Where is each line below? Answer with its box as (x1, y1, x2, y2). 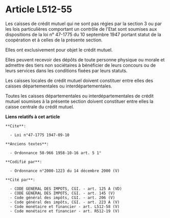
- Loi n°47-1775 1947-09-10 (10, 132, 70, 138)
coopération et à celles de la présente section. (5, 37, 103, 43)
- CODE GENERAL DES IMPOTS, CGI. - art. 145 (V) (10, 190, 115, 195)
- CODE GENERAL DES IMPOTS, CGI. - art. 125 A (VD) (10, 186, 123, 191)
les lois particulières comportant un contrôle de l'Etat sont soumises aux (5, 26, 157, 32)
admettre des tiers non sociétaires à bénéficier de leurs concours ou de (5, 62, 156, 68)
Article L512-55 (5, 4, 72, 15)
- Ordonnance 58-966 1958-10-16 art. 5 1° (10, 150, 102, 156)
